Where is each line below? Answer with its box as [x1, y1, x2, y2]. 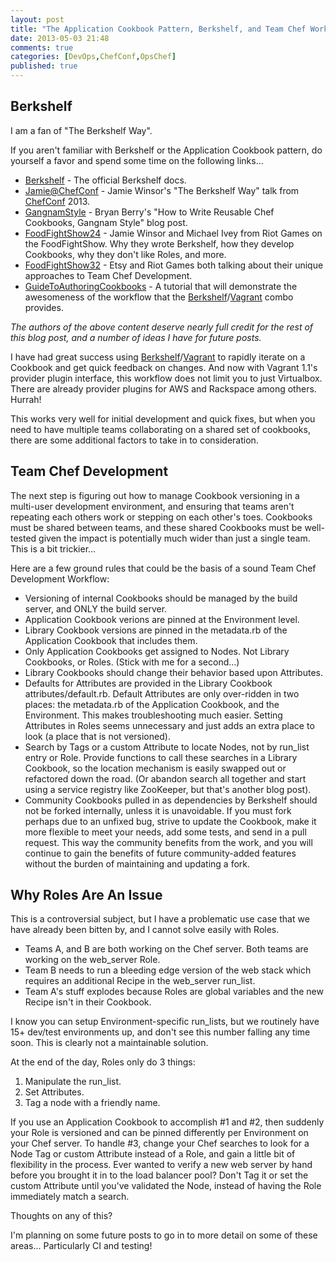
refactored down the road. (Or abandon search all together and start [24, 772, 307, 785]
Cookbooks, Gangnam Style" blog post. [24, 216, 188, 228]
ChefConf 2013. [24, 195, 91, 207]
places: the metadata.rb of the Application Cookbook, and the [24, 698, 280, 710]
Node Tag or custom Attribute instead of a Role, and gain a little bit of [10, 1148, 296, 1160]
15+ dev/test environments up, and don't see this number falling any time [10, 1026, 311, 1038]
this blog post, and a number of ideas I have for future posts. [10, 331, 262, 343]
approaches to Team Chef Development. [24, 269, 193, 281]
